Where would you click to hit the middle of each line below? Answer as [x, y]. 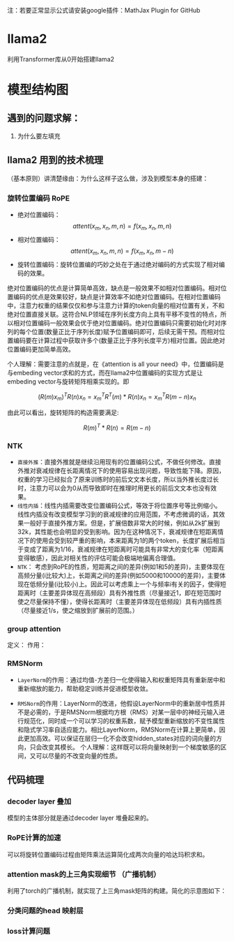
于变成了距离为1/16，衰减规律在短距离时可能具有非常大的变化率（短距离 [120, 549]
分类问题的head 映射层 [45, 911]
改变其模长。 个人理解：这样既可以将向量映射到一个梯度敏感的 [131, 747]
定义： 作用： [26, 645]
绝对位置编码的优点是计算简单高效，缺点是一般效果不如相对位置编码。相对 [114, 288]
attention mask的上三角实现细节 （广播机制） [84, 874]
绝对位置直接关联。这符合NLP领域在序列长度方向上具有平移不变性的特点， [114, 314]
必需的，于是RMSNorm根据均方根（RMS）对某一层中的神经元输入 [124, 712]
